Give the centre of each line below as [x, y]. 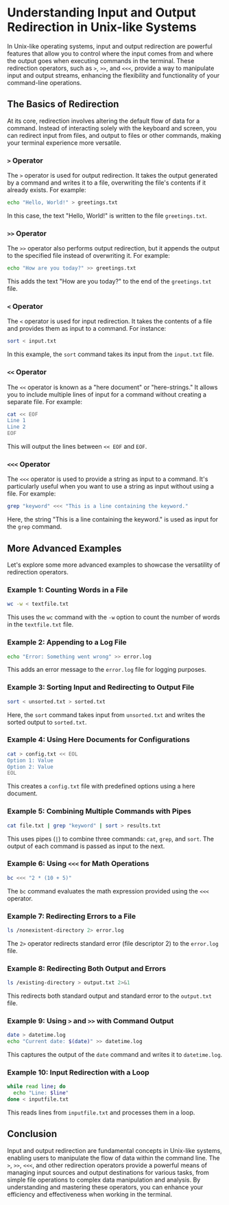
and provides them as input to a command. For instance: [87, 329]
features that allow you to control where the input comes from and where [110, 54]
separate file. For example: [45, 401]
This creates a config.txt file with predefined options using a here [101, 786]
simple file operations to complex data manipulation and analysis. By [104, 1180]
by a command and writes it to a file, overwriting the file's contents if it [107, 183]
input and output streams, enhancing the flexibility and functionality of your [113, 75]
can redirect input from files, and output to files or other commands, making [114, 135]
